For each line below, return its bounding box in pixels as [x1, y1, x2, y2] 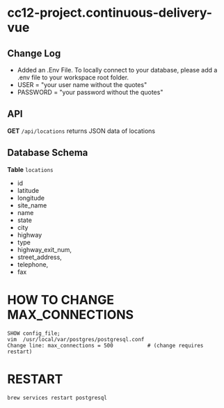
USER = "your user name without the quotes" [17, 81, 147, 88]
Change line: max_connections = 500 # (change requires [7, 342, 204, 349]
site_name [17, 201, 47, 210]
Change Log [7, 47, 61, 59]
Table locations [7, 165, 54, 173]
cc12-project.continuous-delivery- [7, 5, 213, 21]
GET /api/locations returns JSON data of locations [7, 127, 155, 135]
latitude [17, 186, 40, 194]
